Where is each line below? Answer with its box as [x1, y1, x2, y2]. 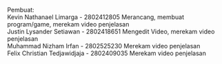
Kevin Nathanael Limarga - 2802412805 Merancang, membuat [7, 13, 185, 21]
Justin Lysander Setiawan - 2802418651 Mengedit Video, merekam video [7, 27, 215, 35]
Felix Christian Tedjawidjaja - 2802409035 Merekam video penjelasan [7, 49, 207, 57]
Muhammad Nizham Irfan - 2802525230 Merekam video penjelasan [7, 42, 201, 50]
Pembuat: [7, 6, 34, 14]
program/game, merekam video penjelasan [7, 20, 130, 28]
